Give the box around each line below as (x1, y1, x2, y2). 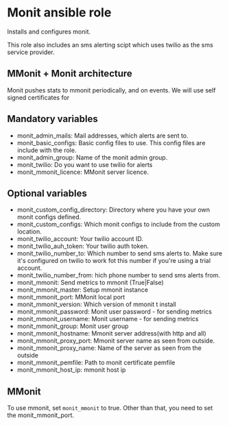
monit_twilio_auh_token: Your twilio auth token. (16, 242, 149, 251)
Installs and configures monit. (7, 27, 91, 36)
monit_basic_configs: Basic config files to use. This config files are (16, 138, 206, 147)
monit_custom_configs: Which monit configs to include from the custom (16, 221, 221, 229)
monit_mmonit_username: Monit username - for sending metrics (16, 315, 199, 323)
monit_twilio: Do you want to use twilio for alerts (16, 160, 153, 168)
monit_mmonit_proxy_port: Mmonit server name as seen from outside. (16, 337, 215, 345)
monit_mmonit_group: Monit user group (16, 322, 129, 330)
